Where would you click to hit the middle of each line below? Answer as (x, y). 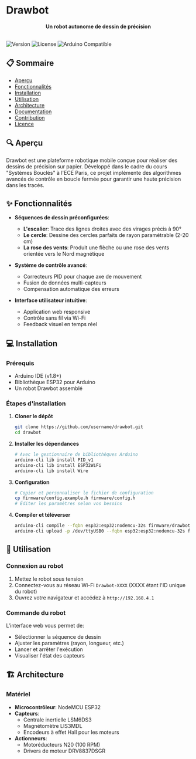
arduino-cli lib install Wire (51, 471)
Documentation (33, 111)
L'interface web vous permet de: (45, 625)
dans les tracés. (25, 185)
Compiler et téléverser (42, 515)
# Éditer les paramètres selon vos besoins (68, 504)
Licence (24, 124)
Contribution (30, 117)
